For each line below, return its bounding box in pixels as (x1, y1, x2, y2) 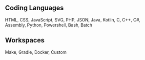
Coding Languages (5, 4, 64, 12)
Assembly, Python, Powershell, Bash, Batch (5, 22, 93, 28)
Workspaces (5, 36, 45, 44)
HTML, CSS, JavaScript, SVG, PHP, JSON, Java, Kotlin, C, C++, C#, (5, 17, 141, 22)
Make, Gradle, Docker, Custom (5, 49, 67, 55)
